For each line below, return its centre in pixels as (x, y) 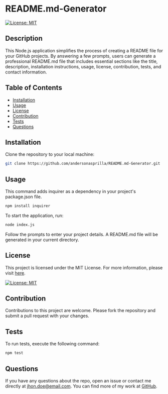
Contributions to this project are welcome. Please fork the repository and (80, 311)
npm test (14, 353)
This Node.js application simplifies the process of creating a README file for (84, 50)
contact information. (26, 72)
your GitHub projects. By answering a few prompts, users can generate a (80, 56)
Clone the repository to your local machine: (50, 154)
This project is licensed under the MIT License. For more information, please (84, 267)
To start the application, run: (34, 215)
